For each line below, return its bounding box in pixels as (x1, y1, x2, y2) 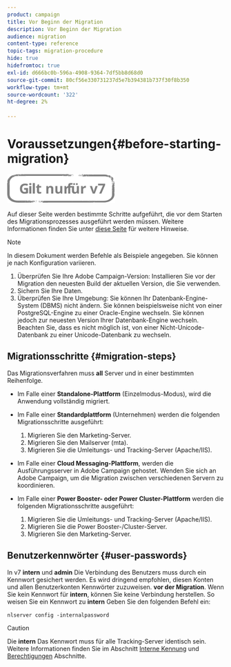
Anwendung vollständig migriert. (17, 397, 110, 405)
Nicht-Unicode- (159, 323, 205, 331)
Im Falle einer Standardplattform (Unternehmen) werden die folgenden (17, 410, 221, 419)
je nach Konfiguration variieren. (7, 259, 97, 267)
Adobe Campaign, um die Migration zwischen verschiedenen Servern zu (17, 473, 224, 482)
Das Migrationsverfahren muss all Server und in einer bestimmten (7, 369, 194, 377)
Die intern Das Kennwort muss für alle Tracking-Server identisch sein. (7, 637, 207, 645)
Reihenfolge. (7, 376, 43, 384)
